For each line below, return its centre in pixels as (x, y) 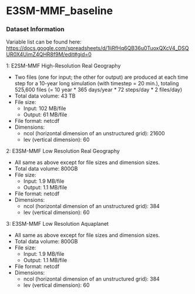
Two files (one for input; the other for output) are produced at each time (101, 77)
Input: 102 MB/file (45, 108)
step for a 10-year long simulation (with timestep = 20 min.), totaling (97, 83)
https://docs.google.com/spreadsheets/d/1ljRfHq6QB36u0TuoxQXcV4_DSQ (97, 48)
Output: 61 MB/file (45, 115)
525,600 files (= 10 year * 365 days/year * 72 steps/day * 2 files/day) (98, 90)
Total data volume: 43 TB (45, 96)
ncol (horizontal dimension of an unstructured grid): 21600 (94, 133)
